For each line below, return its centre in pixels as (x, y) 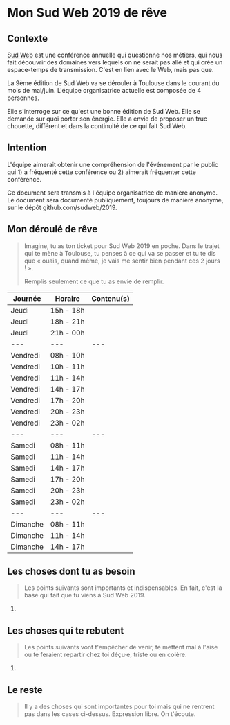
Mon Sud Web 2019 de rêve (87, 13)
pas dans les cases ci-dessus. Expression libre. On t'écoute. (110, 714)
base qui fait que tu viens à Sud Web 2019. (85, 595)
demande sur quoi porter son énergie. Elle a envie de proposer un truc (107, 119)
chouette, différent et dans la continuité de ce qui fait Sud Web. (97, 126)
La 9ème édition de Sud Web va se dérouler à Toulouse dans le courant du (113, 83)
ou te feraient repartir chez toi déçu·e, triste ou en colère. (105, 655)
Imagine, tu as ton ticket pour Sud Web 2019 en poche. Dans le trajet (122, 246)
